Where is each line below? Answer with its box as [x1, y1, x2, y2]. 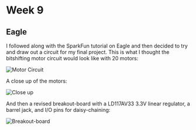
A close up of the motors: [6, 77, 67, 84]
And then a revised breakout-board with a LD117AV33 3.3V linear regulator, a [6, 100, 190, 107]
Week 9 [6, 4, 44, 17]
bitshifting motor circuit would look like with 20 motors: [6, 55, 139, 61]
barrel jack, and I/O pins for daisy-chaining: [6, 107, 111, 113]
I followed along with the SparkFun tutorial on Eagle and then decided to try [6, 42, 188, 49]
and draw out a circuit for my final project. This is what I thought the [6, 49, 170, 56]
